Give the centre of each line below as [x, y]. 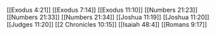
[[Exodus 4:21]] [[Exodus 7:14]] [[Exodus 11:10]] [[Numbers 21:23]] [102, 10]
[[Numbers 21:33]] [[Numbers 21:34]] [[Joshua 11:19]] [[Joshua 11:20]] [108, 17]
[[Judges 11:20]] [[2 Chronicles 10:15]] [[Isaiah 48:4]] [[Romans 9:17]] [107, 24]
